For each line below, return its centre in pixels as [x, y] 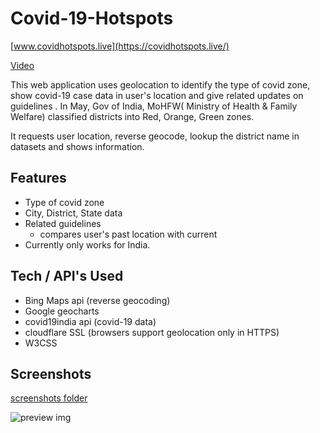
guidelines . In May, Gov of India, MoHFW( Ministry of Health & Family [154, 106]
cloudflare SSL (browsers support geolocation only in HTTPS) [152, 332]
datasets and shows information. [77, 146]
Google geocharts [62, 311]
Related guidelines [63, 223]
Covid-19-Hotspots [92, 18]
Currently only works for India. [87, 244]
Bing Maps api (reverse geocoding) [97, 300]
